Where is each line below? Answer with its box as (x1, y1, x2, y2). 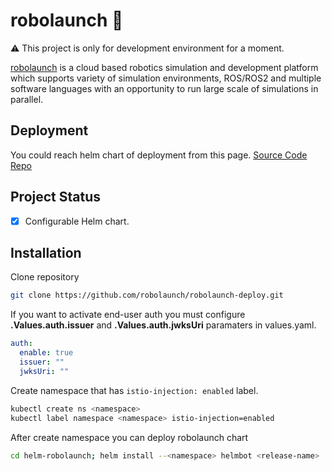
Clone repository (10, 271, 80, 283)
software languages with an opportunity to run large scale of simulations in (10, 82, 319, 94)
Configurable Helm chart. (24, 215, 130, 227)
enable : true (19, 348, 74, 358)
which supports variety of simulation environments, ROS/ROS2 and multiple (10, 72, 322, 84)
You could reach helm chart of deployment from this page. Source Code (10, 149, 308, 161)
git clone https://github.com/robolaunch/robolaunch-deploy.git (10, 290, 284, 301)
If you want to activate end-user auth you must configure (10, 309, 246, 321)
